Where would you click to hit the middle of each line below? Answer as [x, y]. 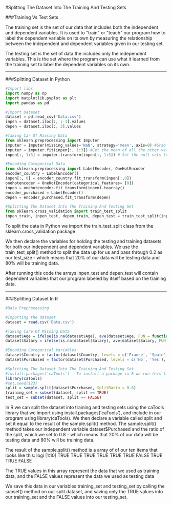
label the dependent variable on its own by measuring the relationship [79, 38]
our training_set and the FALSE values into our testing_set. [67, 497]
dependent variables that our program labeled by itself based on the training [86, 278]
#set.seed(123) [21, 383]
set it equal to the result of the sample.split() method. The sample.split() [81, 423]
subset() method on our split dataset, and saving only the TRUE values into [84, 491]
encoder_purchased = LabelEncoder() [44, 193]
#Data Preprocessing [27, 308]
